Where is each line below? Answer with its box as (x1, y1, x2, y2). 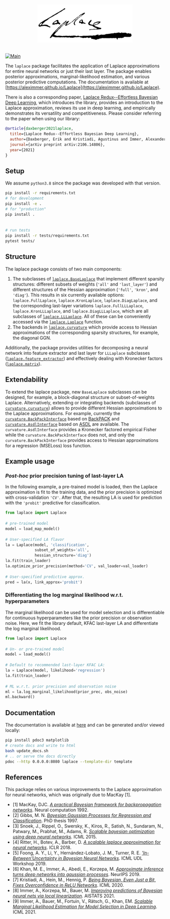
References (5, 773, 42, 782)
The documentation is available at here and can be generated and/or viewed (5, 722, 164, 728)
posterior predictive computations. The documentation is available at (5, 79, 149, 85)
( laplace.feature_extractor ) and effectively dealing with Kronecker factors (5, 355, 163, 361)
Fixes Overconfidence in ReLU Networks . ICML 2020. (12, 882, 124, 888)
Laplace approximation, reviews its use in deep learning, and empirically (5, 105, 156, 111)
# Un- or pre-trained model (5, 647, 65, 652)
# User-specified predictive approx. (5, 574, 85, 579)
